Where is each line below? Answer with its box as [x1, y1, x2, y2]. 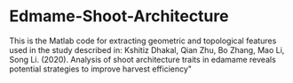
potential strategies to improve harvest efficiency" [9, 64, 193, 74]
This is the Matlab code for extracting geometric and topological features [9, 35, 277, 46]
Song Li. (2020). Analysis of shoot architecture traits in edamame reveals [9, 54, 277, 64]
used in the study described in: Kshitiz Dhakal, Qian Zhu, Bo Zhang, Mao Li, [9, 44, 285, 55]
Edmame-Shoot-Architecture [9, 6, 229, 26]
